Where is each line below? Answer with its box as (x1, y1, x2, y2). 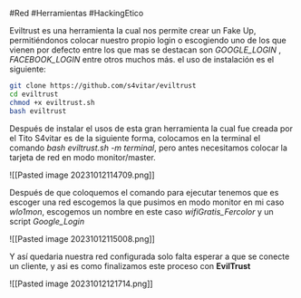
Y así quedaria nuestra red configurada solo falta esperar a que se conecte (9, 251, 290, 262)
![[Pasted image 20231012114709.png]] (9, 169, 156, 180)
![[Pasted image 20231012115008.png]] (9, 233, 156, 244)
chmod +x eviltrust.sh (9, 98, 95, 107)
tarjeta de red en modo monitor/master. (9, 151, 156, 162)
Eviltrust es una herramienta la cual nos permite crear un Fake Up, (9, 25, 257, 35)
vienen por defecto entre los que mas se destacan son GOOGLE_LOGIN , (9, 44, 282, 55)
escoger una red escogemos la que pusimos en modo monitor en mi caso (9, 197, 285, 207)
